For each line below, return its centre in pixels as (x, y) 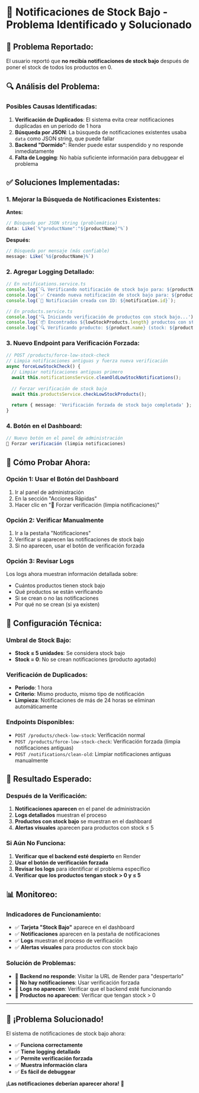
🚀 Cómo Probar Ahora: (48, 462)
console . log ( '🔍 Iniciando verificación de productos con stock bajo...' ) (100, 317)
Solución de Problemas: (41, 963)
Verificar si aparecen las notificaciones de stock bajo (79, 540)
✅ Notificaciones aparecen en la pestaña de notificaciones (87, 934)
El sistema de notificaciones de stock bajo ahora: (66, 1034)
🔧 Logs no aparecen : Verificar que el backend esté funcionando (93, 988)
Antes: (15, 212)
